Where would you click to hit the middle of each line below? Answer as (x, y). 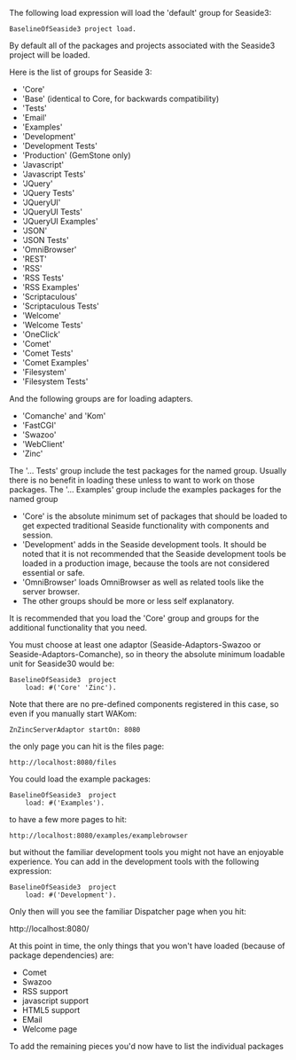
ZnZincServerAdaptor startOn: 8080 (75, 730)
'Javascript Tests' (54, 174)
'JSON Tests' (45, 240)
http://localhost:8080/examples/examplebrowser (99, 836)
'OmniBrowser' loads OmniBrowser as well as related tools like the (143, 582)
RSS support (45, 991)
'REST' (34, 259)
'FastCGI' (39, 425)
